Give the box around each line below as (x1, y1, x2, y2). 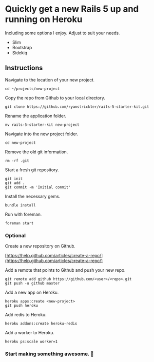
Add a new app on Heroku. (5, 289, 59, 296)
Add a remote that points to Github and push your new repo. (5, 267, 126, 273)
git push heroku (5, 303, 38, 308)
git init (5, 176, 23, 181)
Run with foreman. (5, 211, 42, 217)
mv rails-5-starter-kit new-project (5, 122, 79, 127)
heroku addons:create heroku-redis (5, 321, 77, 326)
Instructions (5, 64, 43, 72)
